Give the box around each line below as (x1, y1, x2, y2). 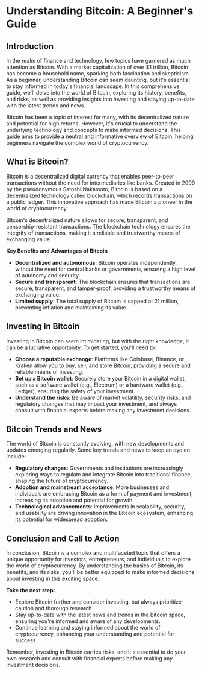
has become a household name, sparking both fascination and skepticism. (6, 70, 191, 77)
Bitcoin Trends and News (6, 424, 102, 435)
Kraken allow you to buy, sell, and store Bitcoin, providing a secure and (14, 362, 191, 369)
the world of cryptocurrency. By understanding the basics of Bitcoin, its (6, 562, 183, 569)
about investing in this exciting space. (6, 575, 100, 583)
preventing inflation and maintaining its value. (14, 303, 128, 311)
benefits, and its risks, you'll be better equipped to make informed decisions (6, 569, 195, 576)
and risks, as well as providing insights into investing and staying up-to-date (6, 95, 195, 103)
